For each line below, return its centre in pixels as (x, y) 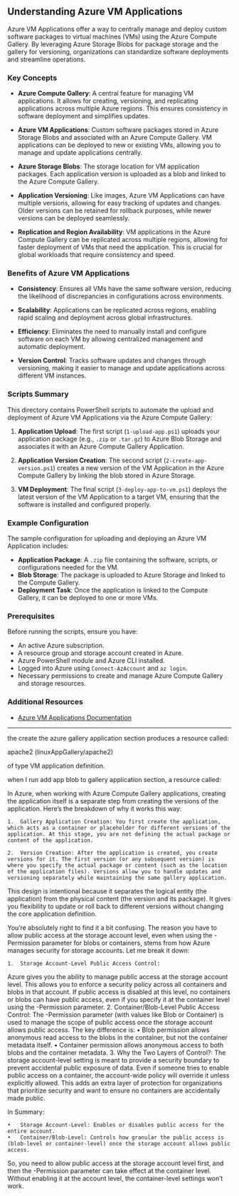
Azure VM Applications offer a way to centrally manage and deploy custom (117, 29)
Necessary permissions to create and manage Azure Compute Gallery (120, 676)
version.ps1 (35, 468)
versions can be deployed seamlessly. (74, 218)
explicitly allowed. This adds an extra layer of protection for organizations (115, 1083)
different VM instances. (52, 376)
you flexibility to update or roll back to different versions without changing (116, 906)
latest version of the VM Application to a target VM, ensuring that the (118, 497)
